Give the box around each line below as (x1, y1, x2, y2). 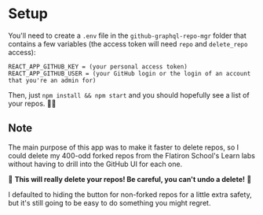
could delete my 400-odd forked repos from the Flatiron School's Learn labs (8, 150, 255, 160)
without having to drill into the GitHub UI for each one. (8, 159, 183, 169)
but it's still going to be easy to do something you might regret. (8, 198, 211, 207)
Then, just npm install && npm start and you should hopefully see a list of (8, 90, 250, 99)
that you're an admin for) (8, 76, 97, 84)
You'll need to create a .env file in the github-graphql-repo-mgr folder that (8, 31, 247, 40)
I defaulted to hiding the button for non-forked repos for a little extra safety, (8, 190, 253, 199)
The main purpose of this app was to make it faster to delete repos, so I (8, 143, 239, 152)
